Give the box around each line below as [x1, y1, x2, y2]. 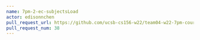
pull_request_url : [6, 19, 52, 25]
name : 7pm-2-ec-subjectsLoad [6, 8, 79, 15]
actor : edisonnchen [6, 14, 55, 20]
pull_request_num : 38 [6, 25, 60, 31]
